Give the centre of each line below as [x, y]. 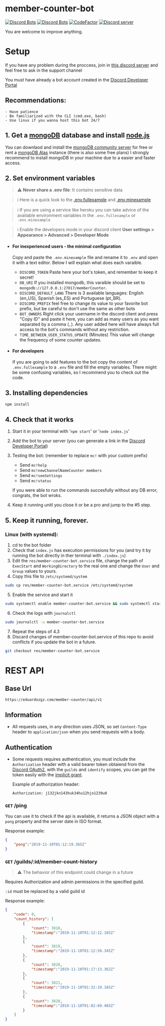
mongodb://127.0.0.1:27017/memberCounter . [63, 288]
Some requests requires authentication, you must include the [74, 759]
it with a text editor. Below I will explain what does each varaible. [77, 263]
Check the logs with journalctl [44, 613]
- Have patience [22, 112]
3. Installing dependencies [47, 393]
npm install [17, 404]
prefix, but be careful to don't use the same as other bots [77, 308]
